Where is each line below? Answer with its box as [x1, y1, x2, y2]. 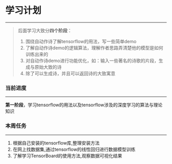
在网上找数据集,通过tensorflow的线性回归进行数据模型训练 [12, 146, 136, 152]
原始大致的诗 [34, 64, 62, 70]
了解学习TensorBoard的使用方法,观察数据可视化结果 [12, 152, 122, 159]
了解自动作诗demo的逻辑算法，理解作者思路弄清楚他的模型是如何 [25, 45, 163, 51]
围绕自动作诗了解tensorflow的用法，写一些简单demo [25, 38, 137, 44]
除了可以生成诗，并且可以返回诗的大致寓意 [25, 70, 116, 76]
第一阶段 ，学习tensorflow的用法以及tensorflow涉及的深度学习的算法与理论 [5, 102, 163, 108]
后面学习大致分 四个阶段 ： [17, 27, 72, 33]
